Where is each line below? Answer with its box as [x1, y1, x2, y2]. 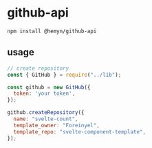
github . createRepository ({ [7, 109, 85, 116]
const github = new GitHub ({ [7, 84, 91, 91]
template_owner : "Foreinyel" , [13, 122, 100, 129]
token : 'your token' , [13, 90, 76, 98]
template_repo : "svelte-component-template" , [13, 128, 146, 136]
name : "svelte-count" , [13, 115, 78, 122]
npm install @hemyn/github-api [7, 28, 97, 35]
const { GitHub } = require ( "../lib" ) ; [7, 71, 122, 78]
